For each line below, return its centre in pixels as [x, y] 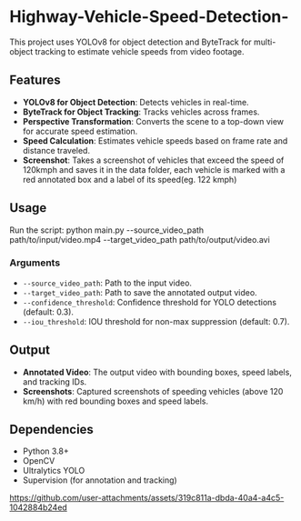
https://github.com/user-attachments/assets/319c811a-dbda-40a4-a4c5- [147, 498]
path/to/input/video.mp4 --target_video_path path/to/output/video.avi [140, 239]
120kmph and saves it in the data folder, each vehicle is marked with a [154, 169]
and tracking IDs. [55, 381]
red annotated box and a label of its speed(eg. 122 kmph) [130, 179]
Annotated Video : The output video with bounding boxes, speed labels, [157, 372]
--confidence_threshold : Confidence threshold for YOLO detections [150, 302]
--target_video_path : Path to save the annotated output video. [140, 292]
